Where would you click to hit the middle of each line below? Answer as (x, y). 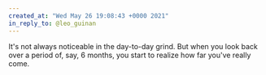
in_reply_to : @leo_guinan (52, 23)
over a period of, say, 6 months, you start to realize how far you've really (130, 55)
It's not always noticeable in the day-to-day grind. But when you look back (133, 46)
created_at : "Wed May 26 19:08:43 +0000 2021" (89, 16)
